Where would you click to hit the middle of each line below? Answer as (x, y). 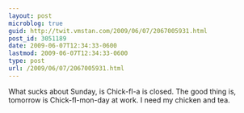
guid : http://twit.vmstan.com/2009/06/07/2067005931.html (108, 31)
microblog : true (36, 23)
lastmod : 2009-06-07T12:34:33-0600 (68, 53)
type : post (27, 61)
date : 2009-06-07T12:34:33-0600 (63, 46)
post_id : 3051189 (38, 38)
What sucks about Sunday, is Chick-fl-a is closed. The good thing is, (122, 91)
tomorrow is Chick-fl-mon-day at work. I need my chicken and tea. (119, 100)
